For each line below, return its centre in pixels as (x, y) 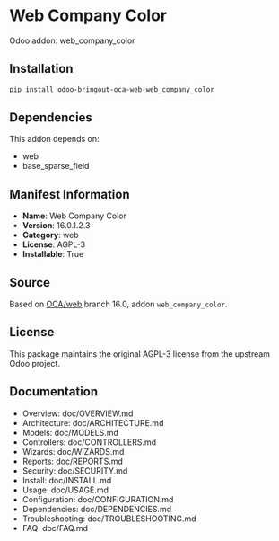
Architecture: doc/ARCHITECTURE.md (93, 422)
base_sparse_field (56, 166)
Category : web (50, 235)
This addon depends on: (54, 139)
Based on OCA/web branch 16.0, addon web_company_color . (118, 304)
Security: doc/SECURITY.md (75, 470)
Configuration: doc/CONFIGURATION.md (98, 499)
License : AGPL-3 (54, 244)
